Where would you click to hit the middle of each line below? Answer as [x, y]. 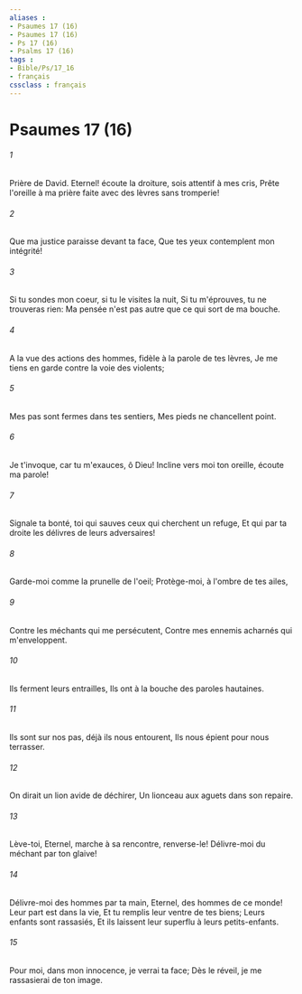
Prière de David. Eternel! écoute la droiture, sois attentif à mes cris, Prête [144, 183]
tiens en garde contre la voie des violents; [87, 368]
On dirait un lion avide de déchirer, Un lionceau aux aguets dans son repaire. [151, 795]
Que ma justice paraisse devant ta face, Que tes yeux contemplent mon [142, 241]
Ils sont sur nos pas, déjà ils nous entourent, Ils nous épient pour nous [139, 737]
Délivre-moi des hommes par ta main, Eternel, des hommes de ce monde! [146, 902]
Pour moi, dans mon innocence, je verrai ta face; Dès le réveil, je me [136, 970]
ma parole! [29, 474]
